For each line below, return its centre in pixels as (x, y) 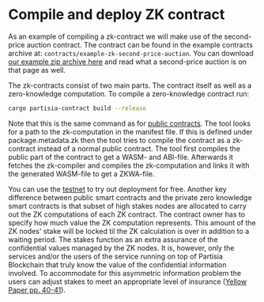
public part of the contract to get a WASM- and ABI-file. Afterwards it (121, 157)
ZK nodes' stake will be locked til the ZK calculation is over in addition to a (129, 231)
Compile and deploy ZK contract (117, 15)
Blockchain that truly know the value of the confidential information (117, 264)
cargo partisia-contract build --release (77, 108)
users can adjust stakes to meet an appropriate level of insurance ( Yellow (128, 281)
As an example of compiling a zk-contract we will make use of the (115, 36)
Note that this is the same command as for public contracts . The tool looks (130, 123)
